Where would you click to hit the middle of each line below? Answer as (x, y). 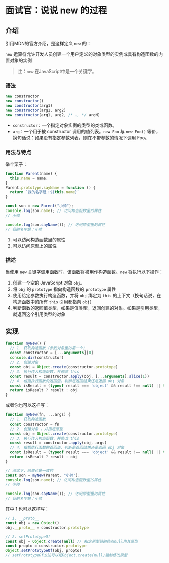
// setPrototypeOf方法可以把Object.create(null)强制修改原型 (66, 555)
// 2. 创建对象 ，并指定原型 (36, 429)
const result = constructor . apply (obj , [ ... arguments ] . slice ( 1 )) (80, 376)
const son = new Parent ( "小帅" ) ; (39, 206)
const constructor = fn (34, 424)
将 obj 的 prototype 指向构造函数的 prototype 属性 (64, 289)
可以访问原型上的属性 (34, 246)
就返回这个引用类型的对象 (39, 314)
